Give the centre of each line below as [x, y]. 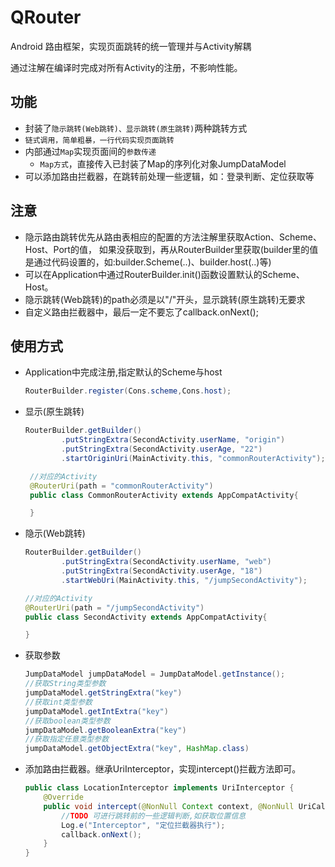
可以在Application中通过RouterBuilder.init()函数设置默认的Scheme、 [164, 274]
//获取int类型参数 [58, 702]
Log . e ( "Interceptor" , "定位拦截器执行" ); [143, 825]
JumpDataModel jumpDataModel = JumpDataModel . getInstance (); [155, 674]
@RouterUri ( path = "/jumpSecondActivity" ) [114, 607]
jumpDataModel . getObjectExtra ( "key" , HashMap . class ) [137, 749]
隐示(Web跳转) [55, 533]
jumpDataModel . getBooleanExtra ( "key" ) [105, 730]
